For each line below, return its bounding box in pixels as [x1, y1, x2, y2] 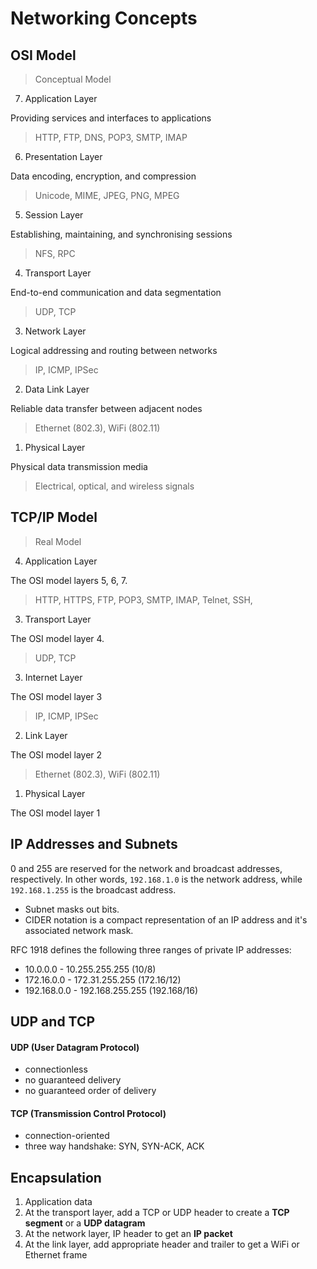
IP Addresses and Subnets [10, 836, 178, 853]
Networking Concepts [10, 7, 198, 30]
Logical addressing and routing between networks [10, 345, 218, 356]
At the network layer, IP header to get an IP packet [24, 1228, 233, 1240]
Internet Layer [24, 671, 83, 683]
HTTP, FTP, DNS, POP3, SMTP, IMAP [34, 132, 188, 143]
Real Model [34, 535, 82, 547]
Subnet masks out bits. [24, 903, 120, 915]
